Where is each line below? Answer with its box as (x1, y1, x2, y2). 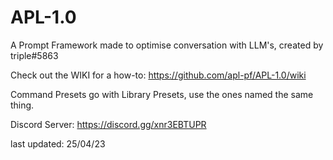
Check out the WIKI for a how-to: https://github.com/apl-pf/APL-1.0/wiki (10, 69, 307, 81)
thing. (10, 99, 35, 111)
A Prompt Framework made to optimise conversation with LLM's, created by (10, 39, 324, 51)
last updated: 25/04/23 (10, 137, 106, 150)
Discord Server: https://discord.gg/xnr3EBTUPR (10, 118, 207, 130)
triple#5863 (10, 49, 59, 61)
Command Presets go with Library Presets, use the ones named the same (10, 88, 314, 100)
